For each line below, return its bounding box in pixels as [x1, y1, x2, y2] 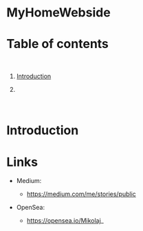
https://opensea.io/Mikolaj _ [26, 217, 104, 225]
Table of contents [6, 36, 109, 52]
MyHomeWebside [6, 5, 111, 21]
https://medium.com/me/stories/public [26, 190, 137, 198]
